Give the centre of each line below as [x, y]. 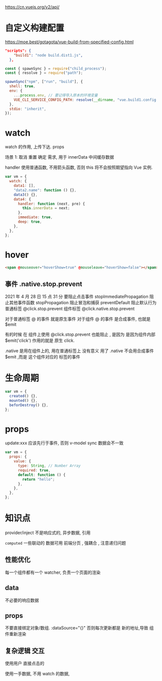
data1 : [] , [25, 186]
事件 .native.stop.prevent [44, 284]
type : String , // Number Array [49, 466]
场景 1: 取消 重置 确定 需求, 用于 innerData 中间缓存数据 [60, 157]
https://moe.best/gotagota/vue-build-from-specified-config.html [69, 42]
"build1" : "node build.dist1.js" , [48, 55]
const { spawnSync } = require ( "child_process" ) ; [56, 68]
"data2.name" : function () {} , [45, 190]
